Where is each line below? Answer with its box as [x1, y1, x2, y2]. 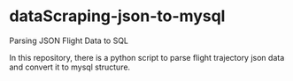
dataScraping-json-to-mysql [9, 6, 226, 26]
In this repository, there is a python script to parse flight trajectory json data [9, 52, 285, 63]
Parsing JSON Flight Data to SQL [9, 35, 129, 46]
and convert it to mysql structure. [9, 62, 131, 72]
